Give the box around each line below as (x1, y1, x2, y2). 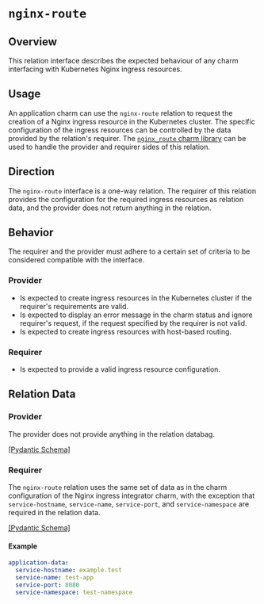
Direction (8, 165, 55, 178)
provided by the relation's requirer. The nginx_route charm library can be (8, 133, 247, 143)
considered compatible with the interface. (8, 255, 145, 265)
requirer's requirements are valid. (19, 301, 129, 311)
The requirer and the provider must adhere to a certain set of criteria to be (8, 247, 251, 256)
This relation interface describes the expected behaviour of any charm (8, 56, 239, 65)
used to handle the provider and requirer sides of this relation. (8, 142, 211, 151)
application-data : (8, 559, 69, 567)
